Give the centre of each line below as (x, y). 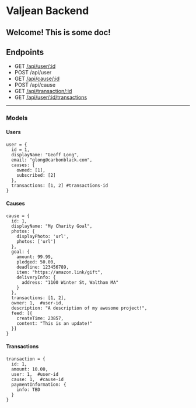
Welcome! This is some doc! (58, 32)
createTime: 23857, (40, 318)
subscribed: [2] (36, 175)
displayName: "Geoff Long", (45, 155)
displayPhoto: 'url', (43, 236)
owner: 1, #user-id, (38, 303)
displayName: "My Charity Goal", (52, 226)
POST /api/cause (35, 85)
